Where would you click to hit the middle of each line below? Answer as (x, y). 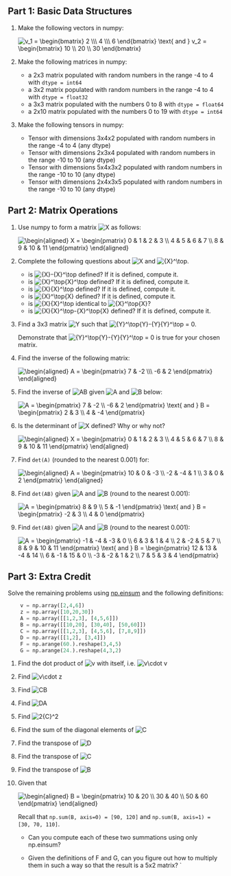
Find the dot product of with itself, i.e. (76, 663)
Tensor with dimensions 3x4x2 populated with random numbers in (121, 138)
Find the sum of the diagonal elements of (76, 730)
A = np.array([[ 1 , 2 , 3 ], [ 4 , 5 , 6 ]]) (69, 619)
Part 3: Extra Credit (49, 577)
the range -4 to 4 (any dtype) (69, 145)
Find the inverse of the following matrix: (74, 358)
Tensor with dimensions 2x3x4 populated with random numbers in (121, 152)
